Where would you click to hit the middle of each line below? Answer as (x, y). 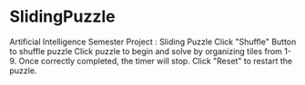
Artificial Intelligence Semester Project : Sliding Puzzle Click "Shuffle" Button (153, 42)
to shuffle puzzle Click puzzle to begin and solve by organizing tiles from (146, 51)
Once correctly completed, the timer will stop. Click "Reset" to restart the (156, 61)
